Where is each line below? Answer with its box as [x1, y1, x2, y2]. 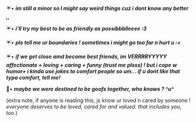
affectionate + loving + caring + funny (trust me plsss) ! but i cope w [6, 61, 177, 68]
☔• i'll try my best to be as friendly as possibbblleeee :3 [6, 25, 147, 32]
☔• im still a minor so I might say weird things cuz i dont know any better [6, 5, 189, 12]
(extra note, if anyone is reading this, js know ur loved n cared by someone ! [6, 97, 191, 104]
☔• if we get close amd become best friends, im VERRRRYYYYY [6, 53, 167, 60]
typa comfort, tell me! [6, 74, 61, 81]
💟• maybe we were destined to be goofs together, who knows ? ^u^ [6, 85, 174, 93]
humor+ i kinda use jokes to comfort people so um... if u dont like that [6, 68, 180, 75]
